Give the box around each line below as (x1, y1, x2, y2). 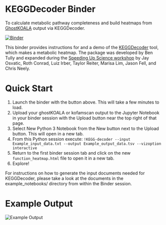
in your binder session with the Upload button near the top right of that (12, 115, 157, 121)
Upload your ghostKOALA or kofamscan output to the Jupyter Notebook (12, 110, 160, 115)
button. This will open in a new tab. (12, 130, 84, 137)
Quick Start (5, 83, 53, 94)
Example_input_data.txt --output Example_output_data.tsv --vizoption (12, 141, 162, 146)
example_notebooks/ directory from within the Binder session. (5, 180, 132, 186)
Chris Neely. (5, 65, 31, 71)
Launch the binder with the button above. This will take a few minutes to (12, 99, 160, 105)
